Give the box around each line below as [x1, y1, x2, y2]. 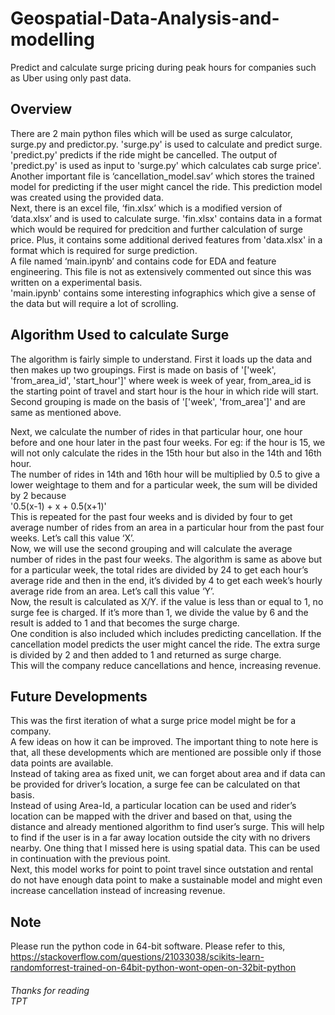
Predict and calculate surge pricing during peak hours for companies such [10, 61, 317, 73]
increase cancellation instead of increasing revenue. [10, 885, 226, 897]
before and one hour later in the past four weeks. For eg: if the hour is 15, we [10, 436, 326, 448]
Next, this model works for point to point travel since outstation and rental [10, 863, 314, 876]
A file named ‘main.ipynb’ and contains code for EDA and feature [10, 255, 277, 267]
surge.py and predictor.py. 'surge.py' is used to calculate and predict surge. [10, 138, 323, 150]
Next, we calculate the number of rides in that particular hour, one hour [10, 425, 303, 437]
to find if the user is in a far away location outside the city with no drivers [10, 832, 311, 844]
